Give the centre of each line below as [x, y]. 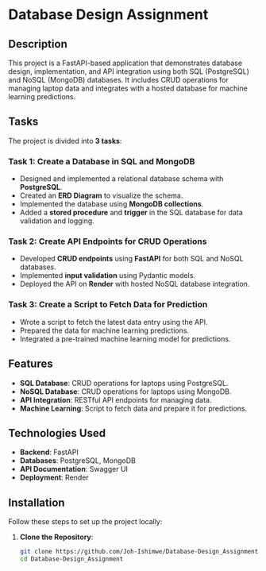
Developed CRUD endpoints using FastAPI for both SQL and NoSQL [131, 259]
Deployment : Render [54, 477]
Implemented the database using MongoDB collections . [112, 204]
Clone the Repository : [56, 537]
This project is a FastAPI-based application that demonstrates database [125, 63]
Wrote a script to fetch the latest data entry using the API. [114, 322]
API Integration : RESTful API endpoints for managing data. [116, 399]
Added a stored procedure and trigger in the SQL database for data [131, 213]
